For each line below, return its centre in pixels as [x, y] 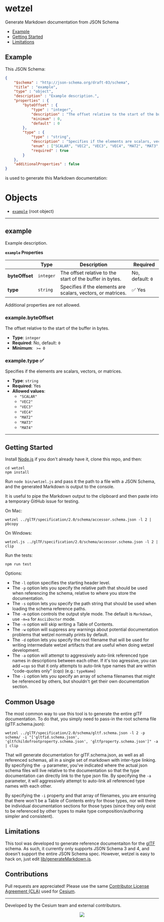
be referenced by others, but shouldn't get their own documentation [81, 681]
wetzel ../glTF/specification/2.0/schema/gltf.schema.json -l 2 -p [75, 733]
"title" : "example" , [36, 87]
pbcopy [12, 524]
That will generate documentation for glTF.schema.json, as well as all [74, 755]
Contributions [27, 874]
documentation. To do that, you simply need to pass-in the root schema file [81, 719]
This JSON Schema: [25, 69]
